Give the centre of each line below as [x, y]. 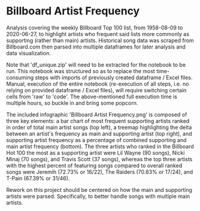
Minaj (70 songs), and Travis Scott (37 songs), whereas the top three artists [99, 159]
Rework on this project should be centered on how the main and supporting [99, 189]
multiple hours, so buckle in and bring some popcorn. [72, 103]
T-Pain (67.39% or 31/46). [38, 178]
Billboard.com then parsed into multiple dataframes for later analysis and [96, 47]
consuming [20, 77]
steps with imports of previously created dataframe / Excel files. [114, 77]
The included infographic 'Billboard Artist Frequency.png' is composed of [97, 114]
